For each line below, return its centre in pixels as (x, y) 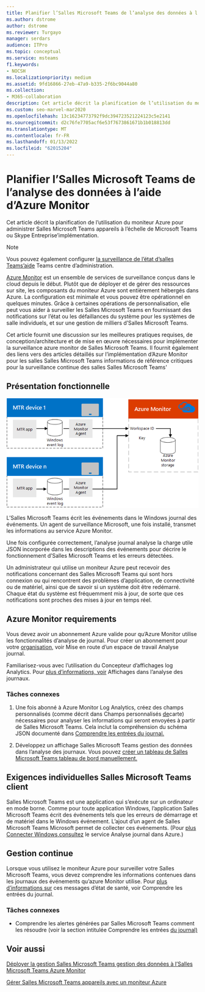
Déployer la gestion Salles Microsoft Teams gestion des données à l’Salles (100, 964)
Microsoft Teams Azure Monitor (46, 970)
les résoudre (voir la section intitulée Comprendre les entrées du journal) (106, 930)
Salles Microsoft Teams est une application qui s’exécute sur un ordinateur (100, 802)
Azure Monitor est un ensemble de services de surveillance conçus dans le (101, 277)
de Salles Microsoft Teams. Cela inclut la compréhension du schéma (101, 727)
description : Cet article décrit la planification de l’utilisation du (99, 103)
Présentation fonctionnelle (58, 386)
